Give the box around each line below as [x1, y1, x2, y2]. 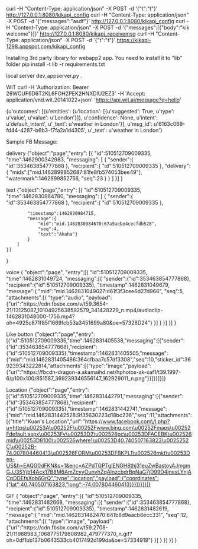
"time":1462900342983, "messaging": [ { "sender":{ [6, 156, 134, 163]
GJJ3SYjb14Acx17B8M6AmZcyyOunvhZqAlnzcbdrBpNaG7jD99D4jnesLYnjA [6, 468, 192, 475]
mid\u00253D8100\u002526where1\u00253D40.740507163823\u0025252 [6, 437, 189, 444]
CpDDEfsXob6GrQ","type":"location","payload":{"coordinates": [6, 475, 160, 481]
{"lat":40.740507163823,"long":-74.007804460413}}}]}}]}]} [6, 481, 151, 488]
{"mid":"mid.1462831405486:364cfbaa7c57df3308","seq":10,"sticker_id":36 [6, 356, 191, 363]
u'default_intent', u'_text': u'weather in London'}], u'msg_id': [6, 120, 152, 127]
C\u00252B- [6, 443, 37, 450]
